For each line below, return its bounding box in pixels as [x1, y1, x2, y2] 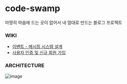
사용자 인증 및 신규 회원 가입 [12, 50, 66, 56]
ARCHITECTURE [5, 62, 45, 69]
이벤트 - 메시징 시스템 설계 [12, 44, 63, 50]
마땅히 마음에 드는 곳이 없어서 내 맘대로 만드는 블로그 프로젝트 [5, 19, 123, 25]
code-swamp [5, 3, 60, 14]
